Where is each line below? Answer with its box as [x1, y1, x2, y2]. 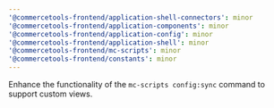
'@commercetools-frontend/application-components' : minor [8, 21, 229, 30]
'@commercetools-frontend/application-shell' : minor [8, 37, 210, 47]
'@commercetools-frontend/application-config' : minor [8, 29, 214, 38]
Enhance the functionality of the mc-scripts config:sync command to [8, 79, 266, 89]
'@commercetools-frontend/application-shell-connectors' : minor [8, 12, 253, 22]
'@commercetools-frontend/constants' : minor [8, 54, 177, 63]
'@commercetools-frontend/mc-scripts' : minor [8, 46, 181, 55]
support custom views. [8, 88, 93, 99]
